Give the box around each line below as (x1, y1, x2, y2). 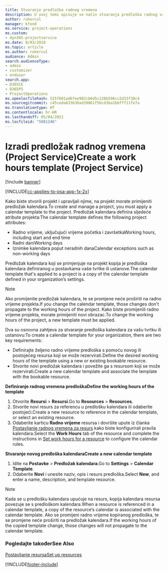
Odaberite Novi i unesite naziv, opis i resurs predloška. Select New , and (12, 471, 159, 477)
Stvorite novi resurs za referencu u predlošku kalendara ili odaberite (12, 404, 152, 410)
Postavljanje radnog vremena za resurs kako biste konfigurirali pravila (12, 425, 156, 431)
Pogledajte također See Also (5, 540, 74, 547)
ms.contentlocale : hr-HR (5, 110, 57, 115)
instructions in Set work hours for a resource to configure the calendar (12, 436, 158, 442)
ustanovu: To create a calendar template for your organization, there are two (5, 332, 161, 338)
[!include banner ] (5, 178, 41, 184)
